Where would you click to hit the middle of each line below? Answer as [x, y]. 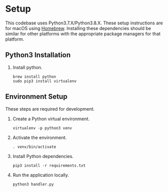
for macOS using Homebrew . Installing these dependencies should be [78, 28]
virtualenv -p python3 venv [42, 128]
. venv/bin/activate [34, 147]
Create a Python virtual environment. [51, 119]
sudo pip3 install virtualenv [45, 81]
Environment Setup [36, 97]
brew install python [34, 77]
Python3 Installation [38, 55]
